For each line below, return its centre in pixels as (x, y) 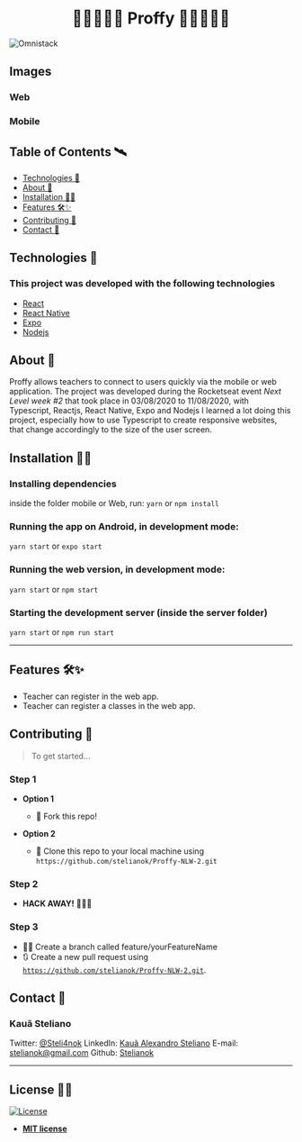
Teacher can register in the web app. (90, 696)
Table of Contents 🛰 (68, 152)
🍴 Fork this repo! (66, 816)
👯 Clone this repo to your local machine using (120, 851)
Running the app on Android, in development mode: (124, 527)
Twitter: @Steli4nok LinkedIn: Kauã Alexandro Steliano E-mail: (124, 1043)
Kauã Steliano (40, 1023)
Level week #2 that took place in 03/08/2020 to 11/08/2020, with (129, 401)
